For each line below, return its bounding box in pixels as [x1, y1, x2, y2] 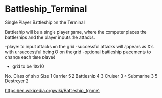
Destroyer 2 [5, 78, 29, 84]
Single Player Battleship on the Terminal [5, 20, 85, 25]
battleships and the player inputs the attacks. [5, 34, 95, 40]
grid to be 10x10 [12, 63, 44, 69]
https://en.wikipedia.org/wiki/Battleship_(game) [5, 87, 100, 93]
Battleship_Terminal [5, 3, 87, 15]
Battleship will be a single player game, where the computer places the [5, 29, 147, 35]
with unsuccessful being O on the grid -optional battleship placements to [5, 49, 151, 55]
